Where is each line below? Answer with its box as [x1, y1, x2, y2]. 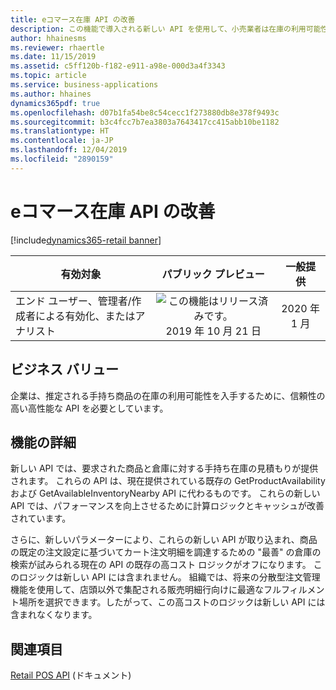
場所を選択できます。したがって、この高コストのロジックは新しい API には [18, 596, 326, 608]
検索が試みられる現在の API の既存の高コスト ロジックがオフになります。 [10, 559, 312, 571]
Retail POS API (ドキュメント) [10, 669, 132, 681]
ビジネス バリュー [10, 361, 119, 378]
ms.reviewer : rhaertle [10, 42, 105, 53]
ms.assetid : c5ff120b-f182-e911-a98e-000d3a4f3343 [10, 61, 226, 71]
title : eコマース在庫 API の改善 [10, 14, 136, 25]
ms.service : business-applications [10, 80, 159, 90]
